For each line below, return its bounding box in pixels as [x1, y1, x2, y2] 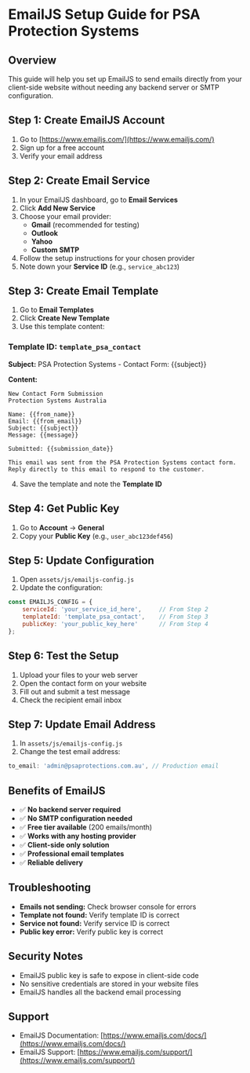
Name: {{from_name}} [8, 410, 76, 418]
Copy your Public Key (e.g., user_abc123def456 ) [19, 531, 174, 540]
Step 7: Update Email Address [8, 717, 156, 731]
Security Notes [8, 950, 84, 963]
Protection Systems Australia [8, 397, 107, 405]
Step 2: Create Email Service [8, 174, 150, 188]
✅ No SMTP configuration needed [19, 814, 133, 823]
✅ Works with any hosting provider [19, 831, 136, 841]
